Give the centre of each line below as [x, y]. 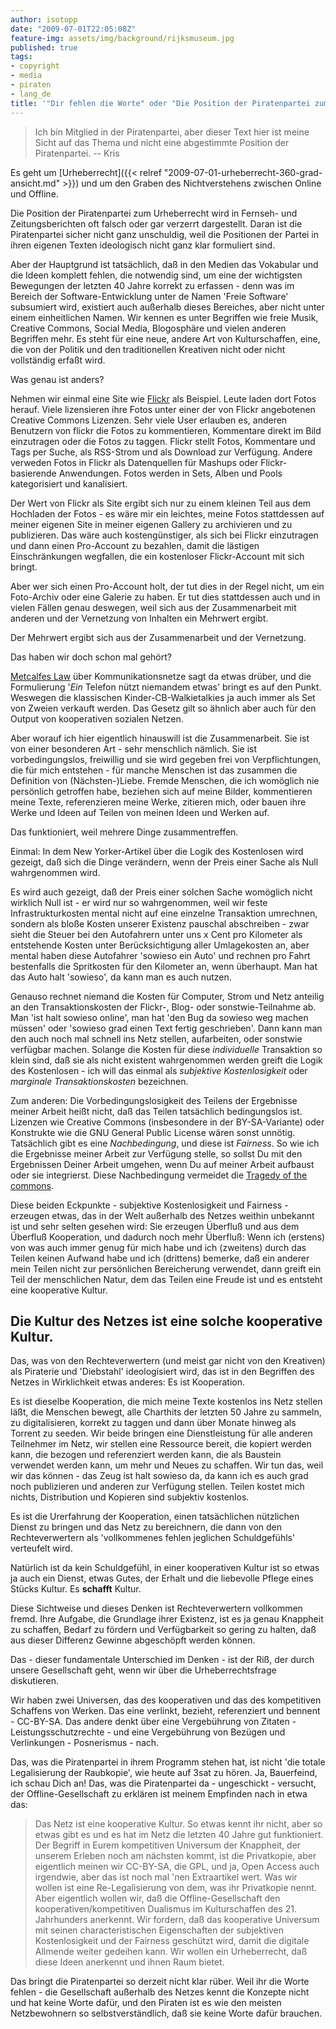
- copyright [35, 66]
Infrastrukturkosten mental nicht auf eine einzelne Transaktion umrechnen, [164, 913]
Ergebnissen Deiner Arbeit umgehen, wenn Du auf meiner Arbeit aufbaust [162, 1164]
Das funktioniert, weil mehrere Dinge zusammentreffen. [124, 832]
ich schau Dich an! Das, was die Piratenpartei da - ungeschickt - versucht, [163, 1783]
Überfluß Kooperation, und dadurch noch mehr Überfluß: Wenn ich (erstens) [168, 1237]
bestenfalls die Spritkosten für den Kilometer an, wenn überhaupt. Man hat [164, 966]
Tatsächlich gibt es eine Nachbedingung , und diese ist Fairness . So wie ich [165, 1143]
